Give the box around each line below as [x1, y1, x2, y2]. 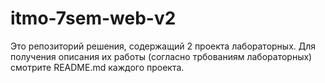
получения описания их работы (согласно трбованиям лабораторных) [10, 50, 313, 62]
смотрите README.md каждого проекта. [10, 61, 185, 73]
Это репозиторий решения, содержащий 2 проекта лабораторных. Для [10, 40, 317, 52]
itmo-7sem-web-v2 [10, 7, 177, 30]
